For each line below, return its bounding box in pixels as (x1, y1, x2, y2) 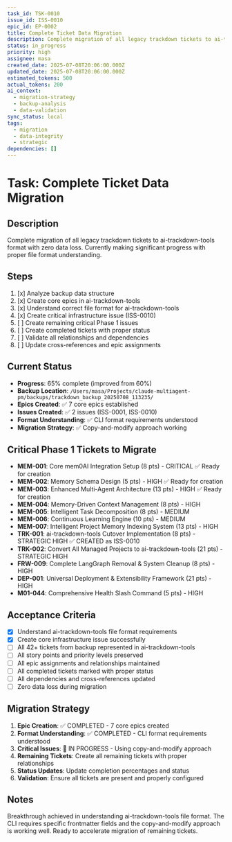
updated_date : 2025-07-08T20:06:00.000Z (7, 68, 126, 75)
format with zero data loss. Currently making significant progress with (7, 243, 206, 252)
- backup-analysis (13, 100, 67, 107)
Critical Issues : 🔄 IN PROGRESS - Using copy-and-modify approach (17, 744, 212, 753)
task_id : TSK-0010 (7, 10, 60, 17)
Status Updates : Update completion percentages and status (17, 766, 190, 775)
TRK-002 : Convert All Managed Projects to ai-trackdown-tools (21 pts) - (17, 545, 223, 553)
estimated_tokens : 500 (7, 74, 72, 82)
